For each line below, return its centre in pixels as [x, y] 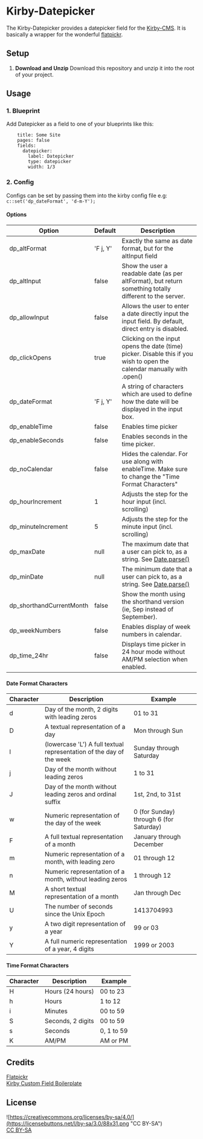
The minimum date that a [157, 569]
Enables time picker [150, 426]
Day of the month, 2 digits [81, 710]
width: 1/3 [42, 167]
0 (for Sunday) [154, 812]
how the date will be [150, 402]
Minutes [56, 1011]
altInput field [140, 256]
